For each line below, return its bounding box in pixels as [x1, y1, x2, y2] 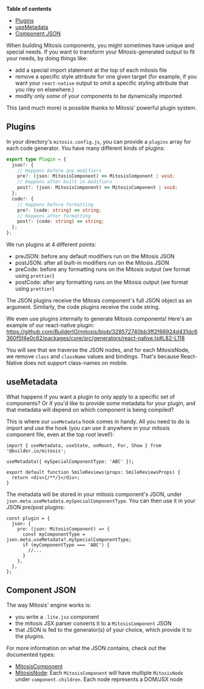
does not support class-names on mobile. [24, 359, 129, 367]
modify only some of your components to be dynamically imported [15, 93, 182, 99]
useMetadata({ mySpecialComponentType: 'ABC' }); [6, 458, 135, 465]
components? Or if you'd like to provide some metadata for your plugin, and [6, 399, 196, 407]
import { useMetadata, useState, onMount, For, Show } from [6, 442, 162, 448]
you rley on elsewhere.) [15, 86, 75, 93]
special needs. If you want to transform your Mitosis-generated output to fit [6, 48, 195, 55]
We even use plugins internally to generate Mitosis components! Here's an [6, 315, 192, 322]
